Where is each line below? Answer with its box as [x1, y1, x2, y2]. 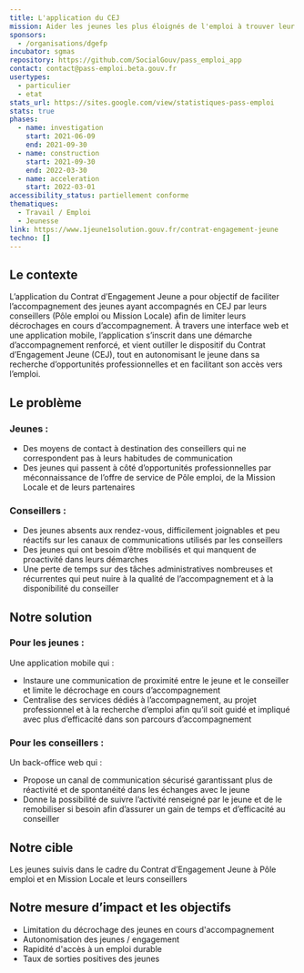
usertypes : [9, 73, 51, 82]
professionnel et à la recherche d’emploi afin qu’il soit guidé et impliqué [22, 704, 290, 715]
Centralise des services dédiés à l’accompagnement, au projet [22, 694, 258, 705]
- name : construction [17, 148, 100, 157]
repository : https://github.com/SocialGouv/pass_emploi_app [9, 56, 243, 65]
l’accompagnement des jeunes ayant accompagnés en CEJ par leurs [9, 301, 267, 312]
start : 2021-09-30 [25, 157, 96, 167]
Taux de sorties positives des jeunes [22, 953, 160, 964]
